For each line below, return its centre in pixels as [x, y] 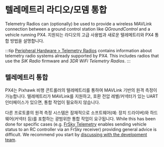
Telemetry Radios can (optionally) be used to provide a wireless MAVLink [79, 24]
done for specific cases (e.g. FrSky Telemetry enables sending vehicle [76, 124]
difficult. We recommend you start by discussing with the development [76, 134]
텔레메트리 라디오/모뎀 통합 [56, 10]
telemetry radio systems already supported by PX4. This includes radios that [82, 55]
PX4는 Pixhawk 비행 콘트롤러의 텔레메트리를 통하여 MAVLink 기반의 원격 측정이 [81, 90]
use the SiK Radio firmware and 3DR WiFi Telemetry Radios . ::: [68, 61]
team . [11, 140]
